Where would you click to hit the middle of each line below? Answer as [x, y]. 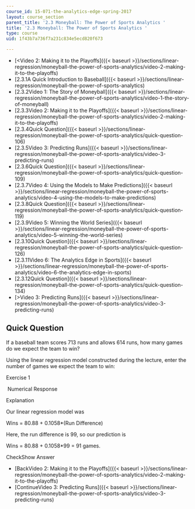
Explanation [20, 400]
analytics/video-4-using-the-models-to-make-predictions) [85, 198]
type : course [22, 33]
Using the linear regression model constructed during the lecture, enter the [96, 360]
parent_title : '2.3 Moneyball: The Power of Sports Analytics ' [86, 22]
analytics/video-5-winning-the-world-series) [69, 235]
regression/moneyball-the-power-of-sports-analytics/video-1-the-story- [102, 98]
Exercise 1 [18, 377]
